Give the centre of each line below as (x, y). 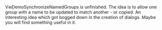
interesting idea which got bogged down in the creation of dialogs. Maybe (81, 17)
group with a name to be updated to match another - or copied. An (73, 12)
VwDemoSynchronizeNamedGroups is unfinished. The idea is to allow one (81, 7)
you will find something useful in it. (41, 22)
